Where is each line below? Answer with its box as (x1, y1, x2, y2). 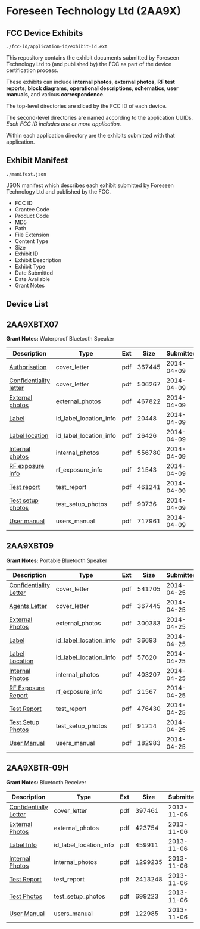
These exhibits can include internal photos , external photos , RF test (6, 79, 176, 85)
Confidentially (9, 803, 49, 811)
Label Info (9, 841, 37, 849)
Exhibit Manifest (6, 155, 68, 166)
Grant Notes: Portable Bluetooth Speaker (6, 557, 108, 564)
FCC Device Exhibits (6, 28, 83, 38)
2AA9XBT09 (6, 541, 54, 551)
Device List (6, 299, 49, 309)
